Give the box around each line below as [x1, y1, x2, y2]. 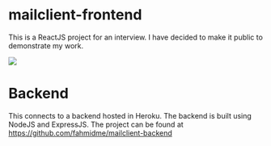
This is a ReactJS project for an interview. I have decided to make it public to [8, 32, 263, 42]
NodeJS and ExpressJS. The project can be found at [8, 119, 184, 129]
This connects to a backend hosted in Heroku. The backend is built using [8, 111, 252, 120]
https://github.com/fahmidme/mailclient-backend [8, 127, 172, 138]
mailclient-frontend [8, 6, 142, 24]
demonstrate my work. [8, 40, 83, 50]
